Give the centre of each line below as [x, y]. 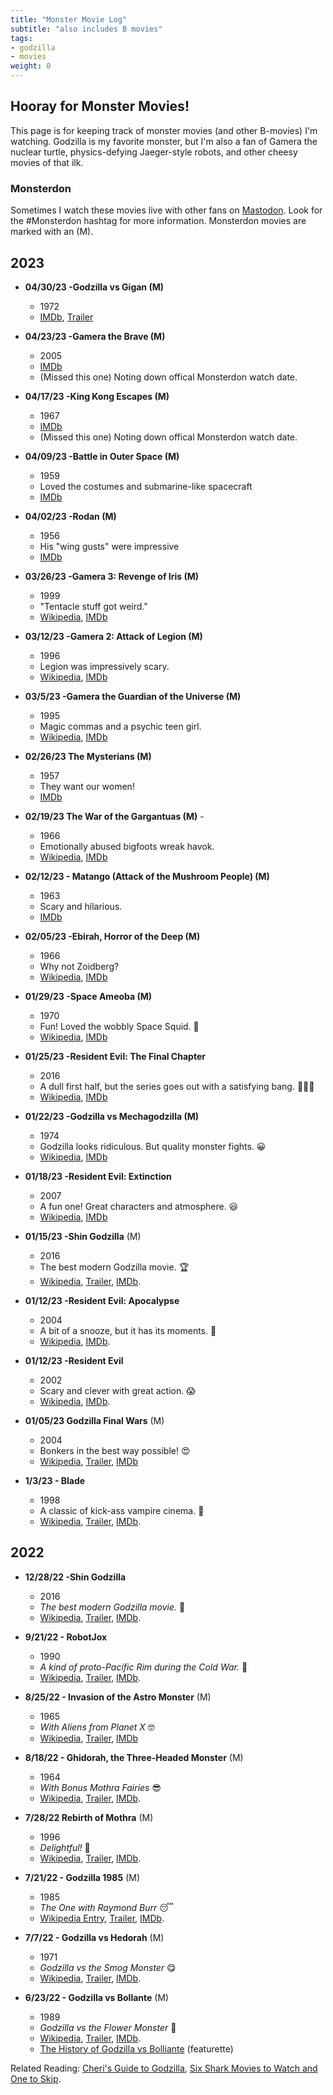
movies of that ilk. [47, 162]
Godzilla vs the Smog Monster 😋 [108, 1967]
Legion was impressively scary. [104, 666]
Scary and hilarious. [81, 906]
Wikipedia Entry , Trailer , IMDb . [102, 1918]
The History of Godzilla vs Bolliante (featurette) [136, 2048]
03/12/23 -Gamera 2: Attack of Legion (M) [113, 636]
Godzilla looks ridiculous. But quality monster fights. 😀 [153, 1146]
